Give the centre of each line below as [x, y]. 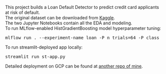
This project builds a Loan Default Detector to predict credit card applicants [82, 7]
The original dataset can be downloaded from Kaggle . [60, 18]
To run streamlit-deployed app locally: [44, 47]
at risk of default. [23, 12]
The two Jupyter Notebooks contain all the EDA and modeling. [69, 23]
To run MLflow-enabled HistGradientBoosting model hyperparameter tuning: [83, 28]
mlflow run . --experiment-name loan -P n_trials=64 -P [74, 37]
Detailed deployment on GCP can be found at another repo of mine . [74, 66]
